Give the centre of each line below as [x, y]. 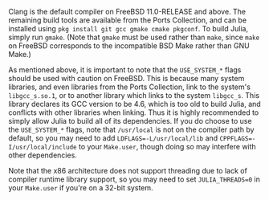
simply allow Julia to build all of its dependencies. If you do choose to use [130, 121]
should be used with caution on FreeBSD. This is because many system [126, 78]
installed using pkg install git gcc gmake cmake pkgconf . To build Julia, [128, 29]
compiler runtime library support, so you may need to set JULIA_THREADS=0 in [134, 179]
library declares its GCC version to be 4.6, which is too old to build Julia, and [134, 104]
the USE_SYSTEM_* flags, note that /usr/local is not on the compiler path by [131, 129]
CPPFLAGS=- [238, 139]
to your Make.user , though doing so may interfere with [167, 147]
